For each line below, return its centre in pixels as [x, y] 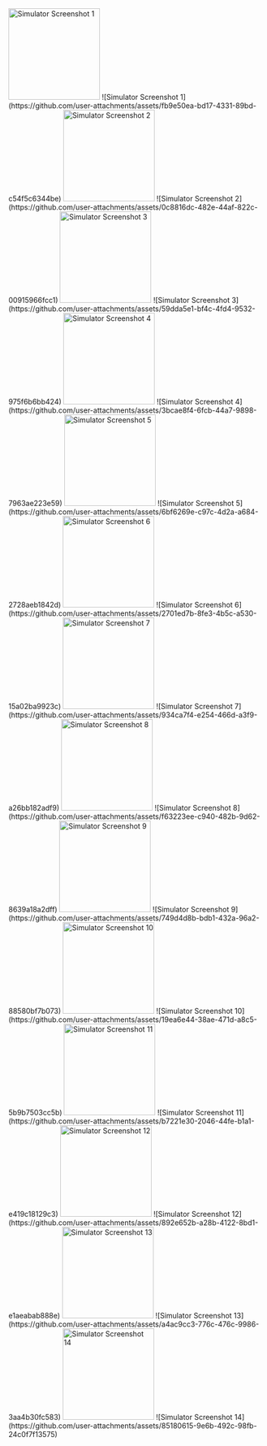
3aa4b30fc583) [34, 1417]
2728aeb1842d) [35, 605]
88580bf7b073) [35, 1011]
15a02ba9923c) [35, 706]
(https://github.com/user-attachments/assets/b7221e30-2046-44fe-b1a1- [131, 1121]
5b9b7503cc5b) [35, 1113]
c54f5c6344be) [35, 199]
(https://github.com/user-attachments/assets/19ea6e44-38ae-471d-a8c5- [133, 1020]
